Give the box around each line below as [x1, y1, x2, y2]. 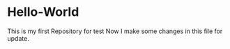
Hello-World [7, 4, 79, 20]
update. [7, 34, 29, 42]
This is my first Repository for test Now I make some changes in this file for [7, 27, 223, 35]
